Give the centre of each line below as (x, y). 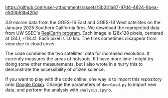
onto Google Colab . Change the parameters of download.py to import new (81, 84)
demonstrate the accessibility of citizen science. (55, 69)
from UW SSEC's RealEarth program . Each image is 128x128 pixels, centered (84, 33)
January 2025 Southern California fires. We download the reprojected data (82, 28)
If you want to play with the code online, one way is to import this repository (83, 79)
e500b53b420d (22, 13)
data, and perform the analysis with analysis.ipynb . (59, 90)
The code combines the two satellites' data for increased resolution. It (77, 53)
